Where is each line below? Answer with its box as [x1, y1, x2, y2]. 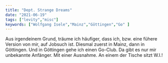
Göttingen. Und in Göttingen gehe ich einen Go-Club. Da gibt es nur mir [5, 47, 157, 53]
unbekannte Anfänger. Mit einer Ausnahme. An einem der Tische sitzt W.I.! [5, 52, 163, 58]
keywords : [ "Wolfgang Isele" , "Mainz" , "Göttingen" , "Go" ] [5, 22, 130, 27]
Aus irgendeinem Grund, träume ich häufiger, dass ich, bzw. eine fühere [5, 36, 158, 42]
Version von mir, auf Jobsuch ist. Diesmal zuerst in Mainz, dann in [5, 41, 145, 48]
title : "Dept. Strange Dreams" [5, 7, 72, 13]
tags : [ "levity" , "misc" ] [5, 17, 59, 22]
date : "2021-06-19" [5, 12, 47, 17]
